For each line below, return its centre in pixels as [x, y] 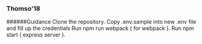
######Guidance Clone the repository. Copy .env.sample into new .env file [102, 22]
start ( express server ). [36, 35]
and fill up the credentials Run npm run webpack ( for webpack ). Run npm [100, 28]
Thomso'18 [24, 9]
